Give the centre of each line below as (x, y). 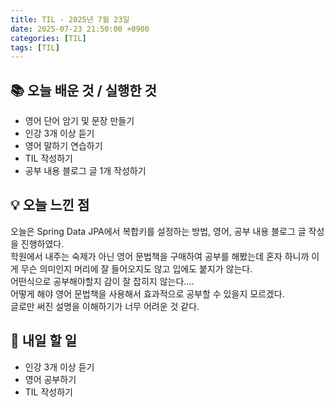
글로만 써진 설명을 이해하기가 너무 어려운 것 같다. (105, 306)
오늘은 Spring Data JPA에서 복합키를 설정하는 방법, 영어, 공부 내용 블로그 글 (158, 231)
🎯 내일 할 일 (43, 341)
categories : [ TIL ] (48, 38)
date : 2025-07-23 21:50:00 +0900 (80, 29)
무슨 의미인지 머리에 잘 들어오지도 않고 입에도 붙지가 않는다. (136, 268)
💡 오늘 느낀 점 (50, 205)
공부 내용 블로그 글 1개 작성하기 (85, 171)
